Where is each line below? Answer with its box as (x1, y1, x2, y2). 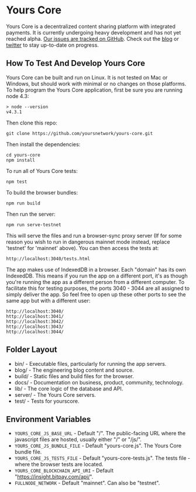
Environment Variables (6, 414, 91, 424)
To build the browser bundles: (6, 189, 78, 196)
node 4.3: (6, 92, 29, 99)
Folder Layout (6, 345, 57, 355)
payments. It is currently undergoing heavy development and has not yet (6, 29, 181, 36)
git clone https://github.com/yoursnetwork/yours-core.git (6, 130, 153, 136)
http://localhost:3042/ (6, 318, 64, 324)
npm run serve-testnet (6, 221, 61, 228)
